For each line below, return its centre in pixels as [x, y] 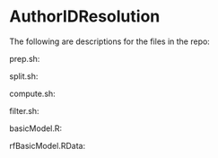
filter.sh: [24, 110]
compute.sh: [32, 93]
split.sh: [24, 76]
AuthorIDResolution [85, 17]
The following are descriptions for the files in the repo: [110, 41]
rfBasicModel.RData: [48, 145]
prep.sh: [25, 58]
